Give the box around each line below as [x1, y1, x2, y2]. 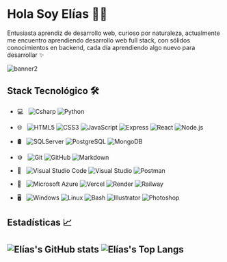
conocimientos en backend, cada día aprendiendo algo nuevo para [7, 43, 196, 51]
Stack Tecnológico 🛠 [7, 85, 99, 97]
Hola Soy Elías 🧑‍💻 [7, 6, 108, 22]
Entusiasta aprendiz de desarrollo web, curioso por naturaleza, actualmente [7, 29, 220, 37]
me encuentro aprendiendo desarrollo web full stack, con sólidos [7, 36, 190, 44]
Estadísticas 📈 [7, 217, 72, 228]
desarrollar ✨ [7, 51, 44, 59]
